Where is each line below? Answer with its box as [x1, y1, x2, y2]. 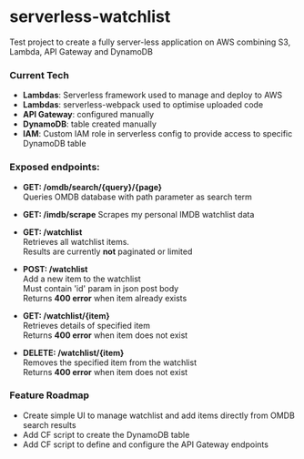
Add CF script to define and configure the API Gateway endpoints [22, 439, 269, 450]
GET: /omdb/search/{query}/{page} [22, 181, 162, 192]
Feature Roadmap [9, 389, 89, 402]
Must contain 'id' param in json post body [22, 282, 179, 293]
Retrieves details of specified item [22, 320, 150, 331]
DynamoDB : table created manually [22, 118, 157, 129]
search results [22, 419, 76, 430]
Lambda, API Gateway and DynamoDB [9, 46, 153, 56]
